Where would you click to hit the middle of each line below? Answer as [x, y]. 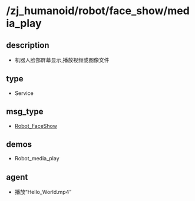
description [28, 45]
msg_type [25, 112]
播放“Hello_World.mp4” [43, 192]
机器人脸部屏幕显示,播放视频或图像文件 [62, 60]
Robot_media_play [37, 159]
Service [24, 93]
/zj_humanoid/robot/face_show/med [98, 11]
